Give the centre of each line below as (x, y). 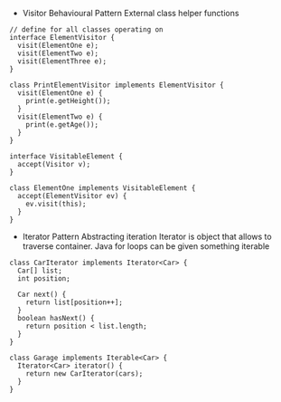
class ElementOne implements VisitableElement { (103, 188)
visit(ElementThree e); (62, 62)
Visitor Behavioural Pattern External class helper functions (131, 13)
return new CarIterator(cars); (84, 374)
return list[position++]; (75, 302)
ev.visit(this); (56, 204)
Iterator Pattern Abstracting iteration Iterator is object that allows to (147, 236)
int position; (44, 279)
